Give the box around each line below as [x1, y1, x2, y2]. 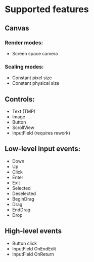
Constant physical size [12, 80, 60, 86]
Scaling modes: [5, 63, 44, 70]
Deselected [12, 190, 36, 196]
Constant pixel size [12, 75, 52, 81]
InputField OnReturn [12, 251, 54, 257]
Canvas [5, 24, 29, 32]
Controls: [5, 95, 35, 104]
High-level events [5, 227, 62, 236]
